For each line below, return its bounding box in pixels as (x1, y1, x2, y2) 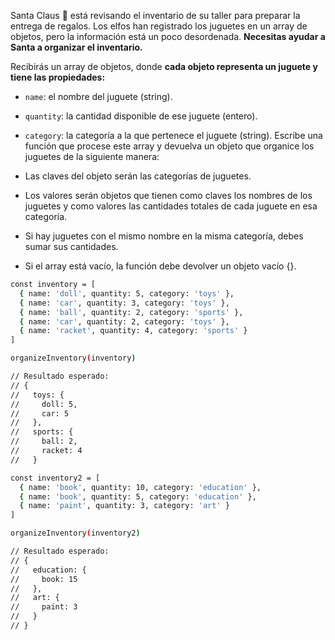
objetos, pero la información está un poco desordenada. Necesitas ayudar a (10, 31, 326, 42)
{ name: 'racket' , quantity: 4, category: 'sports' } (19, 326, 248, 336)
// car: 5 (10, 408, 70, 419)
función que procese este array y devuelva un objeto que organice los (24, 140, 315, 152)
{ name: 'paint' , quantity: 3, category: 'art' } (19, 501, 230, 511)
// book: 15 (10, 574, 78, 584)
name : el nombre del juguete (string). (24, 91, 173, 102)
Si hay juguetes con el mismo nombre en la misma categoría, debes (24, 230, 304, 242)
